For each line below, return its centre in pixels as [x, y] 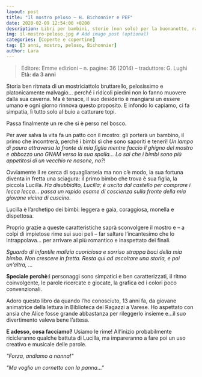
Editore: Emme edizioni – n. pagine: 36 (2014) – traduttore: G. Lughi [104, 68]
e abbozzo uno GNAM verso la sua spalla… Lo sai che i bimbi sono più [94, 154]
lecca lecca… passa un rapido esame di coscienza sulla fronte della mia [96, 191]
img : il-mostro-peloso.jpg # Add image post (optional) [78, 34]
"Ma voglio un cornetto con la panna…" [55, 367]
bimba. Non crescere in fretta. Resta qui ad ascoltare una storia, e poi [93, 258]
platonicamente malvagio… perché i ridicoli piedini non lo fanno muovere [96, 92]
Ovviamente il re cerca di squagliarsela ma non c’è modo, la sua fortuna [95, 172]
